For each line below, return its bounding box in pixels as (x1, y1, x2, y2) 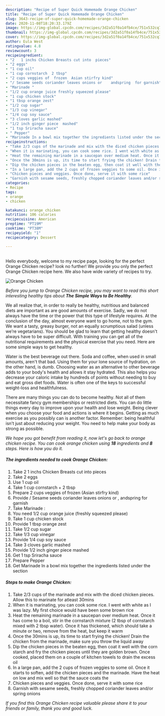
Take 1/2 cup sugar (12, 526, 51, 532)
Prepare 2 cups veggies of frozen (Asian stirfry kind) (12, 490, 119, 496)
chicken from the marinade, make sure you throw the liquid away (12, 638, 144, 644)
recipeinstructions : (5, 139, 48, 145)
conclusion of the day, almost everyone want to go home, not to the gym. (5, 318, 153, 324)
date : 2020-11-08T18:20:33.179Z (5, 21, 71, 26)
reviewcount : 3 (5, 48, 37, 53)
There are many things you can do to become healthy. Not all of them (5, 394, 146, 400)
